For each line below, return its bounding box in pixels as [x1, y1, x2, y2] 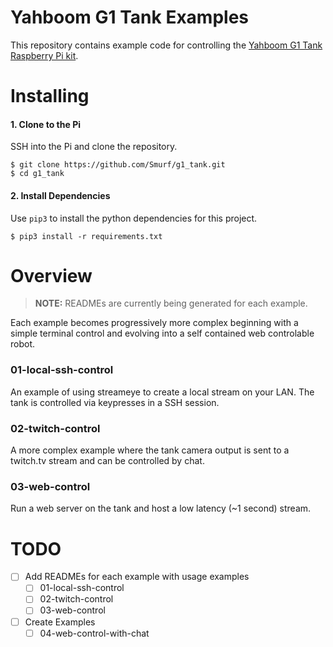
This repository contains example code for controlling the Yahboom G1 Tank [10, 39, 323, 51]
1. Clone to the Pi [10, 118, 81, 130]
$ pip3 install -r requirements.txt [10, 231, 163, 241]
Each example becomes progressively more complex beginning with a [10, 317, 299, 329]
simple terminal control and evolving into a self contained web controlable [10, 327, 315, 340]
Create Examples [24, 616, 96, 628]
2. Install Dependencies [10, 189, 111, 201]
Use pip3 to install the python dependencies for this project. [10, 212, 258, 224]
